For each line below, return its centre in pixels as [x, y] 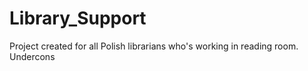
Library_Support [78, 18]
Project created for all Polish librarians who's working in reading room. [154, 46]
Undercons [32, 56]
